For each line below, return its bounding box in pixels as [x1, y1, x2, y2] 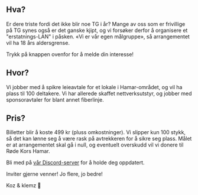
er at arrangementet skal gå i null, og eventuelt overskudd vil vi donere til [6, 141, 184, 148]
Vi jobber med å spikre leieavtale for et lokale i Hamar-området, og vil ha [6, 83, 183, 90]
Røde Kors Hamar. [6, 148, 50, 155]
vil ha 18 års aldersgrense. [6, 39, 70, 46]
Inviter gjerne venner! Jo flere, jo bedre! [6, 171, 103, 178]
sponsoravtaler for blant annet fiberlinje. [6, 96, 105, 103]
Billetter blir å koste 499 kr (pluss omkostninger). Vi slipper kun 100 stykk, [6, 129, 186, 136]
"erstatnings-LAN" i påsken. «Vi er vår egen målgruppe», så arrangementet [6, 32, 190, 40]
